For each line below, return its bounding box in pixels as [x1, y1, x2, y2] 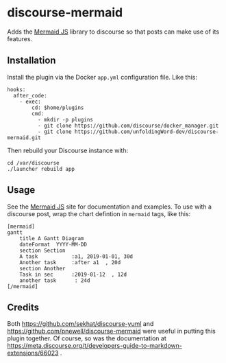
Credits [7, 301, 40, 313]
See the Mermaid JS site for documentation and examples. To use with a [7, 202, 212, 211]
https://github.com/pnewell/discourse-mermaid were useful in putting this [7, 327, 216, 336]
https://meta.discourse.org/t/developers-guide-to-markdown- [7, 342, 183, 350]
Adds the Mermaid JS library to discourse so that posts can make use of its [7, 27, 220, 36]
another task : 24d [19, 277, 90, 284]
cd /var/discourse [7, 159, 60, 166]
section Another [19, 265, 66, 272]
